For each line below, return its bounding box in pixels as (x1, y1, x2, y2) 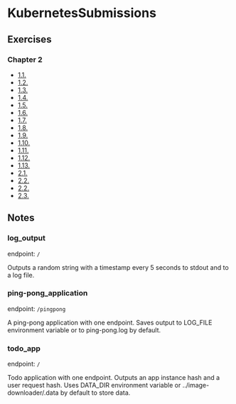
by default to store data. (60, 388, 131, 397)
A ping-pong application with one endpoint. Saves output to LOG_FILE (7, 318, 213, 327)
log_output (7, 233, 46, 243)
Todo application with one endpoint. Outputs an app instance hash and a (7, 373, 220, 382)
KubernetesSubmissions (7, 5, 156, 21)
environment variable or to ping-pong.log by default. (7, 325, 161, 334)
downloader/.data (7, 388, 59, 397)
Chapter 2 (7, 55, 43, 65)
